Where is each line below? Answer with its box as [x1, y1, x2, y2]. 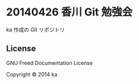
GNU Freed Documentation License [6, 59, 93, 66]
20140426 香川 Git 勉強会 [6, 5, 132, 19]
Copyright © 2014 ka [6, 70, 58, 77]
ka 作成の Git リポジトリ [6, 26, 65, 33]
